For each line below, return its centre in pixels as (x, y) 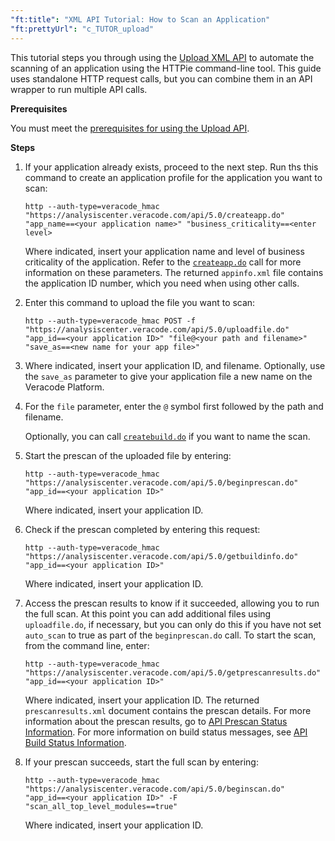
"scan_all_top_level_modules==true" (101, 806)
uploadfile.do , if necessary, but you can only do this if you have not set (173, 624)
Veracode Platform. (64, 387)
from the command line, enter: (87, 645)
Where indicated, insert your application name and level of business (164, 251)
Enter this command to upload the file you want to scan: (140, 302)
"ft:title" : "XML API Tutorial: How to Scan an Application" (140, 19)
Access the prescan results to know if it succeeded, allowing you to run (172, 603)
